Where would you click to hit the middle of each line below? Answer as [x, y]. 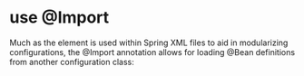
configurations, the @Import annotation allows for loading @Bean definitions [152, 52]
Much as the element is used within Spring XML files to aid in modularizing [149, 43]
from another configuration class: [72, 62]
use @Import [59, 18]
